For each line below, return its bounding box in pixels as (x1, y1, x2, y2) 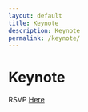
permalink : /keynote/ (8, 34, 81, 42)
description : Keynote (8, 26, 81, 34)
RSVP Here (8, 95, 46, 105)
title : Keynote (8, 19, 59, 27)
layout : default (8, 11, 62, 20)
